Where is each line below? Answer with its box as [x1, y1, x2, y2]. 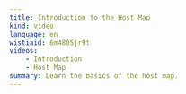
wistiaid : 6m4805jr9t [9, 38, 91, 47]
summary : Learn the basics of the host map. [9, 72, 179, 81]
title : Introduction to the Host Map [9, 13, 151, 22]
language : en [9, 30, 58, 38]
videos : [9, 47, 39, 56]
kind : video [9, 21, 54, 30]
